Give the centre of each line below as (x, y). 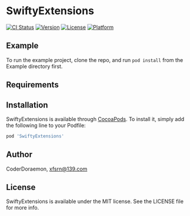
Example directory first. (34, 66)
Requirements (32, 85)
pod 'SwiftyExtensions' (35, 136)
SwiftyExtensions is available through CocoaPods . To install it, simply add (95, 119)
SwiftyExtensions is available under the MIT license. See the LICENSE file (95, 201)
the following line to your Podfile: (46, 125)
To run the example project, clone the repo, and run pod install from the (95, 60)
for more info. (23, 208)
